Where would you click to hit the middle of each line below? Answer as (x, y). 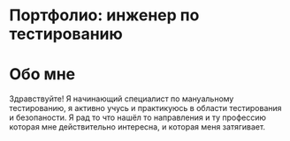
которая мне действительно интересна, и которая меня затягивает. (137, 127)
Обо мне (42, 74)
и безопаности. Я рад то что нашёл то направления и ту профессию (138, 118)
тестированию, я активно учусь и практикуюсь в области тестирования (145, 108)
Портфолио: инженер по (104, 15)
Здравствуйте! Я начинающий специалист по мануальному (122, 99)
